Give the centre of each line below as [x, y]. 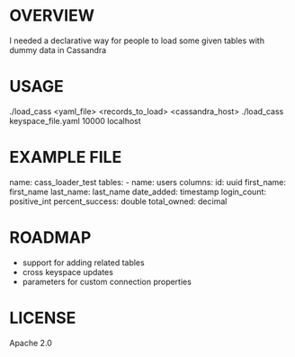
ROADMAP [50, 237]
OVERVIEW [52, 16]
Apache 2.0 [31, 343]
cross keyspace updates [68, 272]
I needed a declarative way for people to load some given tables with [137, 40]
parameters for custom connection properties [107, 281]
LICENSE [43, 318]
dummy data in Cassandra [58, 49]
